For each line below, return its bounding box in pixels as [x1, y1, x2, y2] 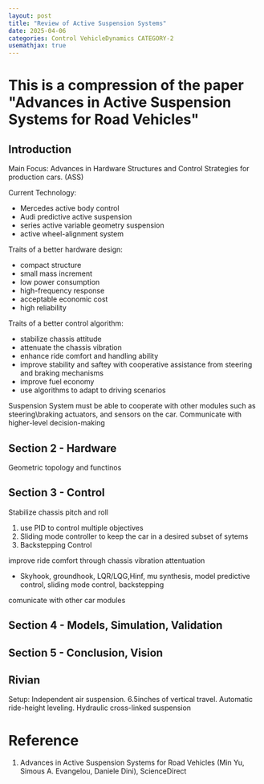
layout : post [8, 11, 52, 20]
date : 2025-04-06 [8, 27, 67, 35]
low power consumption [19, 277, 100, 287]
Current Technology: [8, 188, 77, 198]
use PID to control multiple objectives [19, 523, 144, 532]
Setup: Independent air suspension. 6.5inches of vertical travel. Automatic [8, 695, 254, 704]
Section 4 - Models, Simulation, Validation [8, 618, 223, 632]
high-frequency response [19, 286, 105, 296]
